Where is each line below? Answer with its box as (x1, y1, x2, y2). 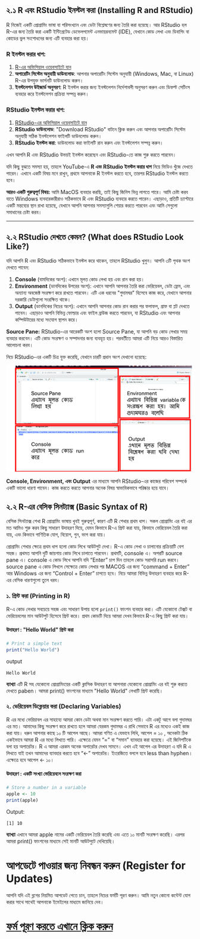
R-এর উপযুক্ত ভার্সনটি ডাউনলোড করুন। (14, 77, 84, 84)
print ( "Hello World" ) (6, 646, 60, 653)
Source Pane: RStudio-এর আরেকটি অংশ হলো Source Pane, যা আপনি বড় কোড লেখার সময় (6, 328, 187, 335)
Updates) (6, 872, 53, 885)
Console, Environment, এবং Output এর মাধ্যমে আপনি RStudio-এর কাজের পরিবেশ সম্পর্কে (6, 478, 187, 485)
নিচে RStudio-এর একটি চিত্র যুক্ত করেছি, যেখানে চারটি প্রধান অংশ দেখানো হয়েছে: (6, 353, 147, 361)
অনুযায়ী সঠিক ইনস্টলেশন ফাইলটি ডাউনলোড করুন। (14, 133, 102, 140)
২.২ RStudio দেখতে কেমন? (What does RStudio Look (6, 232, 184, 242)
